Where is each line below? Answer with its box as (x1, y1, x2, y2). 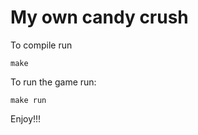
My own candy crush (10, 6, 189, 29)
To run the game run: (10, 76, 97, 88)
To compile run (10, 39, 73, 51)
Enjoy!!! (10, 112, 42, 125)
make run (10, 95, 47, 105)
